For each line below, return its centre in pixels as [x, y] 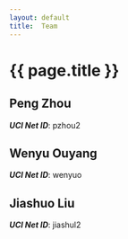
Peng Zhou [40, 104]
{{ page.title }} [64, 71]
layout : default [39, 18]
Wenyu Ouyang [53, 153]
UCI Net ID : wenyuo [46, 175]
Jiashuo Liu [42, 203]
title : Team [34, 26]
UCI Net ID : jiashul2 [45, 225]
